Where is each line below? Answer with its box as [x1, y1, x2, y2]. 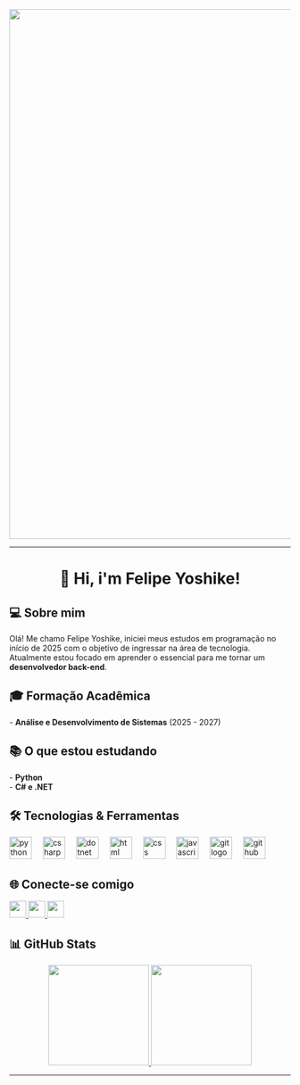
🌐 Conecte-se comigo [9, 876, 135, 891]
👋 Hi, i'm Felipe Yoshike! [59, 568, 241, 589]
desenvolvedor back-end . [9, 662, 107, 672]
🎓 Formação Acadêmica [9, 689, 151, 704]
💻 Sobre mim [9, 605, 86, 620]
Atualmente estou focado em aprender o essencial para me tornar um [9, 652, 266, 663]
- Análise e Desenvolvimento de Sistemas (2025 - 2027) [9, 716, 221, 727]
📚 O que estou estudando [9, 744, 158, 759]
